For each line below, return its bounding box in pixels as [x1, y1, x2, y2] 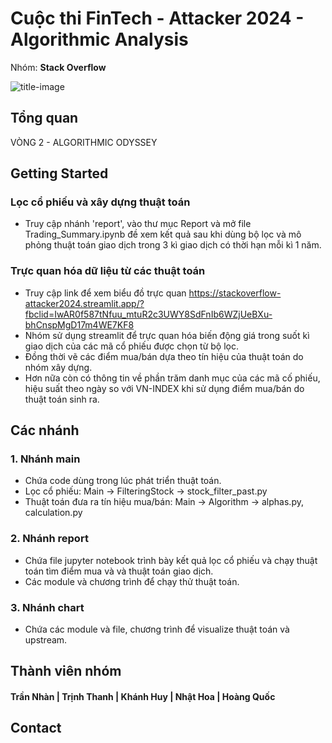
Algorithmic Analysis [10, 28, 189, 51]
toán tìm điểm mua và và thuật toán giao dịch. [24, 565, 214, 577]
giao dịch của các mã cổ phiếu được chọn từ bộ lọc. [24, 340, 240, 352]
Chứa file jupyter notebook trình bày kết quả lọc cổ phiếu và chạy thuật [24, 554, 318, 566]
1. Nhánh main [10, 452, 81, 466]
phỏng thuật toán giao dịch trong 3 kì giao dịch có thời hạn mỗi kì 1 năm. [24, 239, 322, 251]
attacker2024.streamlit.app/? [24, 297, 145, 309]
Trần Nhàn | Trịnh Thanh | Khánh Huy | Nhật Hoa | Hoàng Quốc [10, 691, 276, 702]
